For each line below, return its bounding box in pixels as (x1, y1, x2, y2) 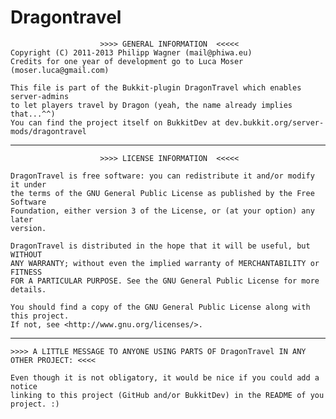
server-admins (10, 91, 70, 101)
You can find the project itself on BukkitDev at (10, 117, 222, 128)
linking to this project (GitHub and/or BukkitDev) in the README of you (10, 390, 325, 400)
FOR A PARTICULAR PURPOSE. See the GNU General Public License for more (10, 276, 320, 286)
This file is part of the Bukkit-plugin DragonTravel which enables (10, 82, 302, 93)
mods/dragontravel (10, 126, 87, 136)
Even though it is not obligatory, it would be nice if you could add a (10, 372, 320, 383)
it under (10, 179, 47, 190)
